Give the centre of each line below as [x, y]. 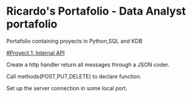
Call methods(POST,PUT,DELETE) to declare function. [74, 76]
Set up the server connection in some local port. [67, 88]
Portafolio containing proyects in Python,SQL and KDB [74, 41]
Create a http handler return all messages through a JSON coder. [88, 65]
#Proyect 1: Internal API [36, 52]
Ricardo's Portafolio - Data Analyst [96, 11]
